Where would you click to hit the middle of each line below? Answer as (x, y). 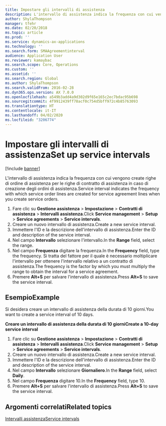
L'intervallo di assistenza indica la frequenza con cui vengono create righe (81, 178)
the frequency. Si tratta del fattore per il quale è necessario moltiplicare (84, 256)
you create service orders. (32, 199)
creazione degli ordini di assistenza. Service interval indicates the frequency (82, 189)
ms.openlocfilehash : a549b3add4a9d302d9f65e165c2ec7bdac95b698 (72, 97)
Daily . (18, 376)
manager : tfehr (21, 23)
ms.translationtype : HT (30, 106)
